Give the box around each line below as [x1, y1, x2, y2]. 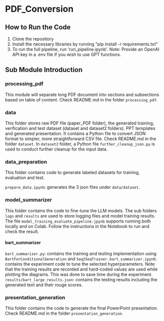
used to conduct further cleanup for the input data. [5, 146, 108, 152]
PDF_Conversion [5, 3, 74, 15]
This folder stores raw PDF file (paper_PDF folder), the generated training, [5, 120, 154, 126]
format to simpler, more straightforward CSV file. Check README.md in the [5, 136, 157, 142]
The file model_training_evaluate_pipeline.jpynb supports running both [5, 218, 151, 224]
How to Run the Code [5, 23, 71, 31]
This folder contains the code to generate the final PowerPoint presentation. [5, 305, 158, 311]
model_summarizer [5, 197, 52, 203]
